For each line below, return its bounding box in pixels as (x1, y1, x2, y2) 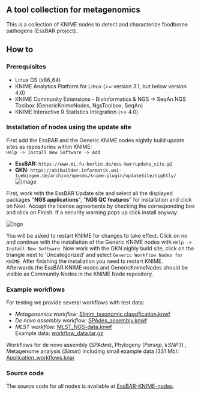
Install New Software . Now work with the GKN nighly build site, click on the (6, 244, 194, 252)
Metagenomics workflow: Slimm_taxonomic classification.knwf (14, 310, 171, 318)
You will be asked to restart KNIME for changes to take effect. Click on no (6, 232, 188, 239)
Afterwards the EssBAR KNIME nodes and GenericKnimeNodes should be (6, 264, 188, 271)
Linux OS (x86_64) (14, 76, 61, 83)
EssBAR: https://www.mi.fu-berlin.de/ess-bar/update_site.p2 (14, 160, 173, 167)
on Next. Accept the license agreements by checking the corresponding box (6, 202, 195, 210)
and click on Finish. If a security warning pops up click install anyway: (6, 208, 179, 216)
